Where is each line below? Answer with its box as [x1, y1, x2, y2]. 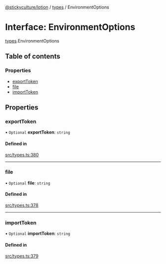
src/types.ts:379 [5, 253, 39, 259]
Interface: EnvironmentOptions [5, 22, 135, 33]
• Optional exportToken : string [5, 129, 70, 135]
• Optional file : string [5, 180, 50, 186]
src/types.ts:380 [5, 152, 39, 158]
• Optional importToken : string [5, 230, 71, 237]
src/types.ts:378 [5, 203, 39, 209]
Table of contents [5, 52, 60, 61]
